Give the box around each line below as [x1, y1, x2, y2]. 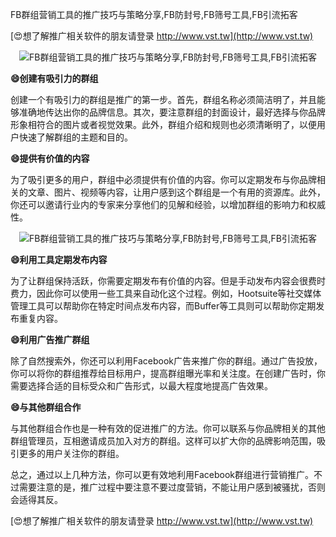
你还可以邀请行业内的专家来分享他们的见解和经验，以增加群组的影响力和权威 [10, 199, 326, 210]
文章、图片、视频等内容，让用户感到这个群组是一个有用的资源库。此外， [27, 186, 326, 198]
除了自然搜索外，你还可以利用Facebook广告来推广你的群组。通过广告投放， [10, 355, 323, 367]
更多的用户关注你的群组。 [18, 448, 125, 459]
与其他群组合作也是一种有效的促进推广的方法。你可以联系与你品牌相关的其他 [10, 423, 326, 434]
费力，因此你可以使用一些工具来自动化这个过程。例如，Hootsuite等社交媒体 [10, 288, 322, 299]
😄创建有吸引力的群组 [10, 73, 99, 84]
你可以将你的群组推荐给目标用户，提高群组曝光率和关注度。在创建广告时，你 [10, 368, 326, 379]
